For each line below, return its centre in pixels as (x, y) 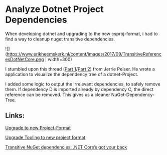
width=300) (60, 59)
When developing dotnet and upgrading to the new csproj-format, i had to (81, 33)
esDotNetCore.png (25, 59)
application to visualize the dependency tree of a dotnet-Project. (72, 74)
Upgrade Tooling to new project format (45, 137)
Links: (15, 116)
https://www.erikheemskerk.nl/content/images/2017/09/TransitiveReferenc (84, 54)
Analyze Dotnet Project (54, 9)
